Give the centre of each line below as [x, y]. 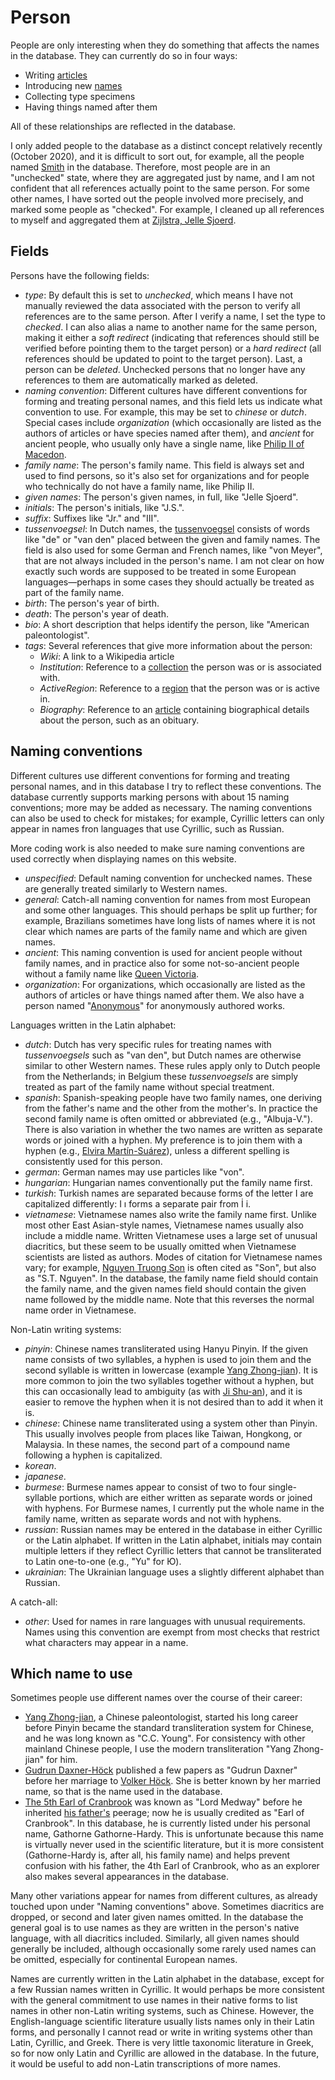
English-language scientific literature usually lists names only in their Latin [162, 2022]
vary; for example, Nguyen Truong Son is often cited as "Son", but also [170, 1267]
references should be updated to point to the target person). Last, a [163, 358]
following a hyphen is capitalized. [93, 1455]
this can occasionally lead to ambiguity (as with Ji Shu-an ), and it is [163, 1391]
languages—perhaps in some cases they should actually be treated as [169, 582]
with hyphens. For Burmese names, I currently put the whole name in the [174, 1508]
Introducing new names [73, 85]
